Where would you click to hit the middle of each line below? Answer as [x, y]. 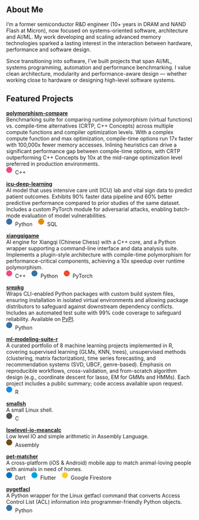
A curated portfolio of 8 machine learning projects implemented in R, [90, 345]
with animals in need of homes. [44, 469]
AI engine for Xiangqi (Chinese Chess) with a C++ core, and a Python [91, 242]
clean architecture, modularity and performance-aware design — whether [97, 73]
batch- [181, 209]
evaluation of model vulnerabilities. [64, 215]
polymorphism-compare [37, 113]
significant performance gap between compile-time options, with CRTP [93, 151]
